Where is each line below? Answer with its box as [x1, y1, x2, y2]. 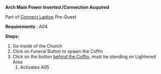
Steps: [5, 33, 19, 39]
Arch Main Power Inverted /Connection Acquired [5, 4, 109, 10]
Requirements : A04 [5, 23, 48, 29]
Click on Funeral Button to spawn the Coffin [12, 48, 103, 54]
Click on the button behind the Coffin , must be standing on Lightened [12, 53, 156, 59]
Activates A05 [20, 64, 49, 70]
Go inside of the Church [12, 43, 62, 49]
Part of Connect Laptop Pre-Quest [5, 14, 76, 19]
